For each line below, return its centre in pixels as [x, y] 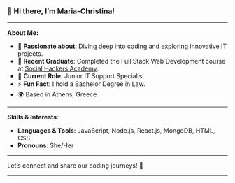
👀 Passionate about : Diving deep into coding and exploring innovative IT [122, 46]
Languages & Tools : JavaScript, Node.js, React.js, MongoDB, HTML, [116, 131]
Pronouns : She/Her [45, 145]
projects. [30, 54]
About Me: [23, 33]
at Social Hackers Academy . [58, 68]
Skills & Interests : [33, 117]
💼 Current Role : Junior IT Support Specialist [81, 76]
